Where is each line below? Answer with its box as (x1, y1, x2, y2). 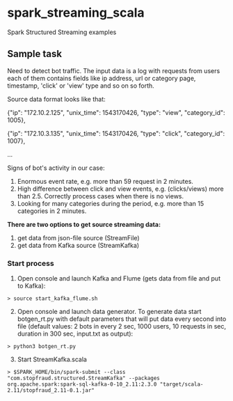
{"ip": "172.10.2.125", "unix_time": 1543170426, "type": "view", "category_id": (7, 108, 225, 116)
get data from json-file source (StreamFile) (17, 233, 140, 242)
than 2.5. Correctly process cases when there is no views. (17, 191, 184, 200)
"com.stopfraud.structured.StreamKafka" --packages (7, 375, 160, 382)
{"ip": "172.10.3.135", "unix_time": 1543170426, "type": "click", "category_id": (7, 129, 225, 137)
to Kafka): (17, 282, 46, 290)
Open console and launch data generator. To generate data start (17, 308, 202, 316)
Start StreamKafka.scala (17, 355, 87, 363)
